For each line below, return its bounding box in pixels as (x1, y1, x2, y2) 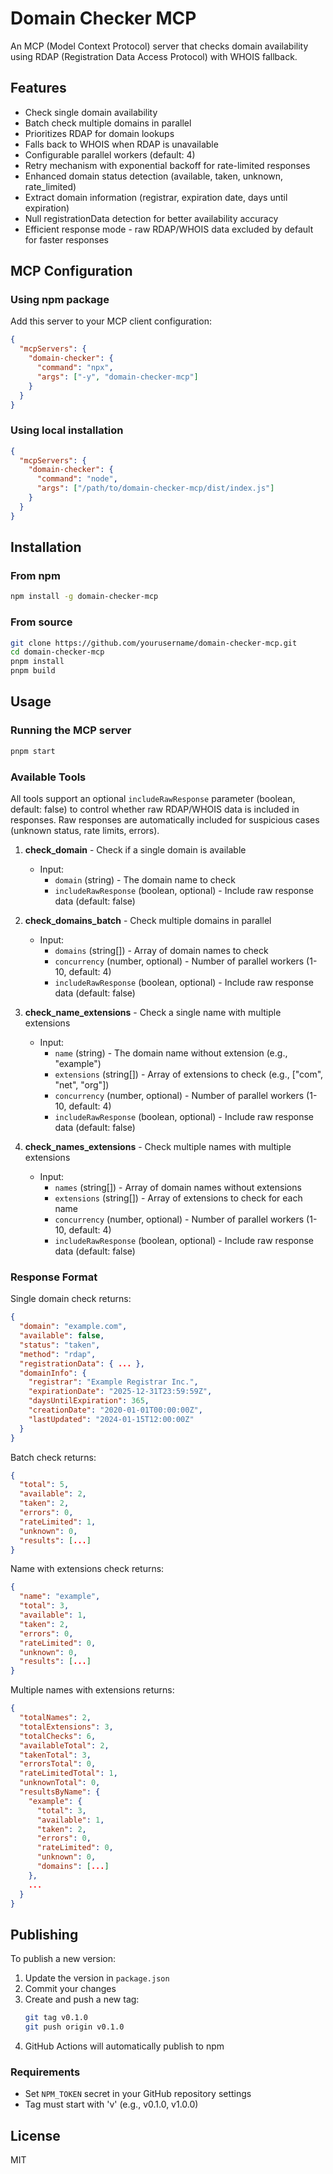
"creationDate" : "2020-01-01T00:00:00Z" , (28, 1405, 203, 1415)
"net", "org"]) (54, 1078, 110, 1091)
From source (10, 615, 73, 629)
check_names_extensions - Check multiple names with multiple (24, 1140, 292, 1152)
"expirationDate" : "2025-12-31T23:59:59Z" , (28, 1387, 213, 1397)
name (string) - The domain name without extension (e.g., (54, 1047, 288, 1059)
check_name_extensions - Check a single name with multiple (24, 1006, 282, 1018)
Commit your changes (24, 1983, 117, 1995)
